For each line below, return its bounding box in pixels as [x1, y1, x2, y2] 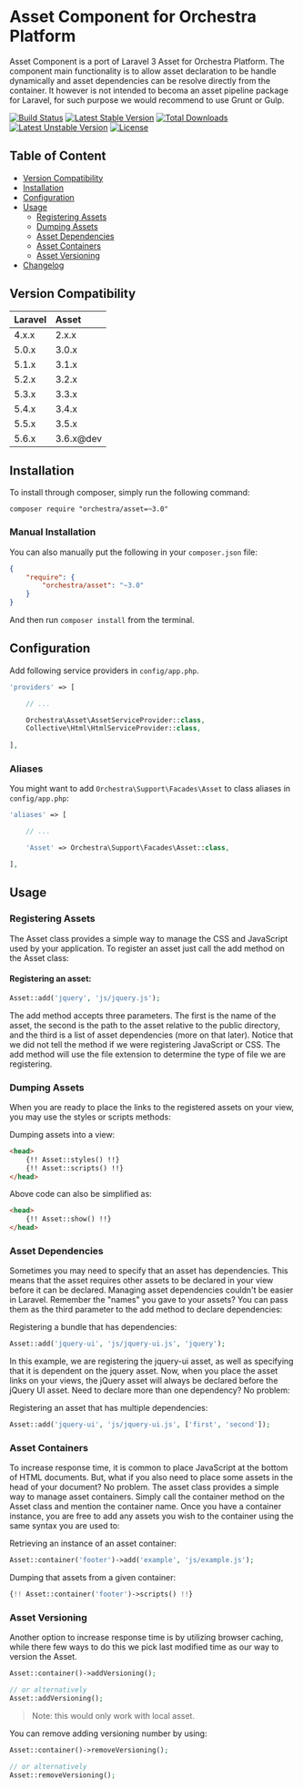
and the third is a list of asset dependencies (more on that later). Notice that [9, 1029, 294, 1040]
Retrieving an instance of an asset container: [9, 1538, 177, 1549]
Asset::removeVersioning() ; [9, 1770, 116, 1780]
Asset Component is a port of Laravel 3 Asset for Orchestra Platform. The [9, 56, 285, 66]
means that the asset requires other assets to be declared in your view [9, 1275, 274, 1286]
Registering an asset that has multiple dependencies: [9, 1403, 208, 1414]
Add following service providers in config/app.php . [9, 665, 200, 676]
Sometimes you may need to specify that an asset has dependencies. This [9, 1265, 288, 1276]
